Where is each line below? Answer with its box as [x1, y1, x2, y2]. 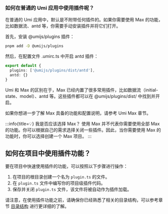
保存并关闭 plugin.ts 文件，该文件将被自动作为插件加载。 [12, 186, 132, 192]
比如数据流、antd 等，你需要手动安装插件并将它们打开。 [5, 23, 121, 29]
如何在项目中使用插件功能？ [5, 149, 91, 158]
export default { [5, 63, 41, 68]
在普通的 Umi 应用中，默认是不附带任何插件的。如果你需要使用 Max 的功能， [5, 16, 163, 23]
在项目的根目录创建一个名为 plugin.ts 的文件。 [12, 174, 110, 180]
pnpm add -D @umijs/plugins [5, 43, 64, 48]
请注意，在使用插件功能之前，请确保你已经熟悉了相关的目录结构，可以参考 [5, 197, 158, 203]
